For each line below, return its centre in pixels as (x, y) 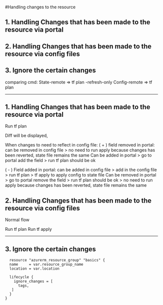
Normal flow (17, 220)
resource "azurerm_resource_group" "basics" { (57, 260)
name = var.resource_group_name (46, 265)
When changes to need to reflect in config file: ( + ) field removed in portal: (80, 145)
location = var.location (34, 269)
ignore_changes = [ (33, 281)
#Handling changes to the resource (41, 7)
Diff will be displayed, (26, 136)
